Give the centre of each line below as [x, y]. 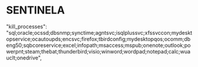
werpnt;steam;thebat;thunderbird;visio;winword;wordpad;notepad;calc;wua [98, 51]
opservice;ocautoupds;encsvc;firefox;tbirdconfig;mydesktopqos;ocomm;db [98, 39]
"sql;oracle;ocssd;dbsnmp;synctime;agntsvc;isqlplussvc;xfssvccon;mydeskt [99, 32]
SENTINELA [35, 10]
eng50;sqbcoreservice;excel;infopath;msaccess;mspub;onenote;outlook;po [98, 45]
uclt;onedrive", [24, 58]
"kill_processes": [27, 26]
